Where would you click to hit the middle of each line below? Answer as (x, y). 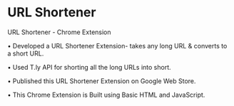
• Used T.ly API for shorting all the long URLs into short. (89, 67)
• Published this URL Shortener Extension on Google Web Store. (102, 81)
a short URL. (26, 53)
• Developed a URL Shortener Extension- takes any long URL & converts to (117, 46)
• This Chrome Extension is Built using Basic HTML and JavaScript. (106, 95)
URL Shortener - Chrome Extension (60, 32)
